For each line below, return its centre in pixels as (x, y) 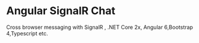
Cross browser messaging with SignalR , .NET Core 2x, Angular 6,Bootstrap (100, 27)
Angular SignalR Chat (61, 11)
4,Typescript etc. (27, 33)
